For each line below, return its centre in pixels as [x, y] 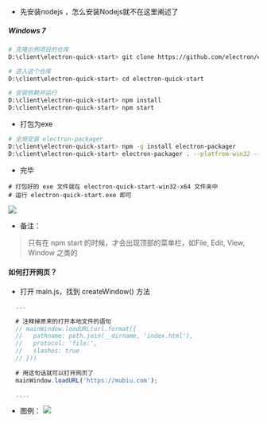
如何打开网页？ [33, 272]
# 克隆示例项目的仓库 [39, 49]
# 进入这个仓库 [30, 71]
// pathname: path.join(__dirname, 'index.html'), [104, 336]
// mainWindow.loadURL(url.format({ [76, 328]
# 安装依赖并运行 [33, 93]
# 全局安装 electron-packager [56, 139]
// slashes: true [48, 351]
